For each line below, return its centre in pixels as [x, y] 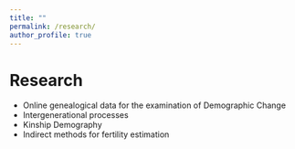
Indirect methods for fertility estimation [96, 134]
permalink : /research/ [53, 27]
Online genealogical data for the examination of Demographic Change [154, 105]
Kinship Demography [62, 125]
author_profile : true [51, 35]
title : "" [28, 18]
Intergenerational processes [76, 115]
